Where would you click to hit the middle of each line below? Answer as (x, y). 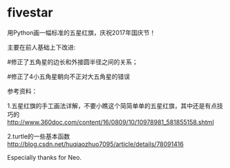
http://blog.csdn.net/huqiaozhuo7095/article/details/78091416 (96, 144)
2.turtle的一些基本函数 (39, 136)
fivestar (30, 13)
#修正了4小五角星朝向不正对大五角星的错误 (68, 76)
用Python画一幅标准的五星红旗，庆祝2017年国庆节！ (82, 32)
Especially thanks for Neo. (44, 157)
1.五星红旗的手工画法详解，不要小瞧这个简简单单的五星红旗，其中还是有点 (112, 105)
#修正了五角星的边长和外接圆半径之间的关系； (73, 62)
